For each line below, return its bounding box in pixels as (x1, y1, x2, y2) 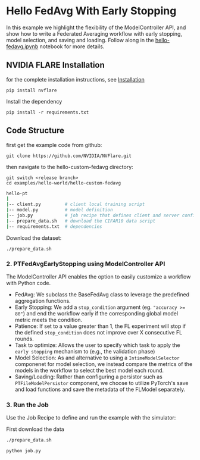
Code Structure (6, 126, 64, 136)
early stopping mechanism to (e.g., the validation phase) (14, 348, 155, 355)
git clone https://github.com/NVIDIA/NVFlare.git (6, 153, 132, 159)
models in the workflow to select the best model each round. (14, 367, 164, 374)
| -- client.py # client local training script (6, 201, 145, 208)
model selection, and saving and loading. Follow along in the (6, 36, 154, 43)
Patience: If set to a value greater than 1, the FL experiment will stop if (14, 323, 186, 330)
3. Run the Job (6, 400, 49, 409)
